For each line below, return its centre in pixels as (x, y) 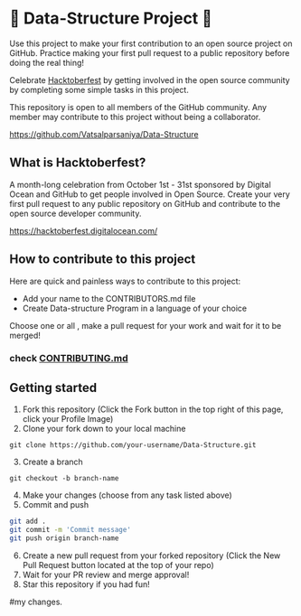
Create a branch (52, 462)
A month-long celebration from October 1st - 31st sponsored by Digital (140, 184)
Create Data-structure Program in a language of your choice (135, 308)
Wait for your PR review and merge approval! (106, 574)
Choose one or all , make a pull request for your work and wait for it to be (146, 325)
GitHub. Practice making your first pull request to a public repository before (150, 52)
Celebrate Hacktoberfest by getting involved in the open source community (150, 79)
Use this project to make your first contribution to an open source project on (151, 43)
